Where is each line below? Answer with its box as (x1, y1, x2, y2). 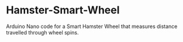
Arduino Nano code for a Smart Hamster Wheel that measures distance (6, 23, 178, 30)
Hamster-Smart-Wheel (6, 3, 120, 17)
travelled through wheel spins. (6, 29, 79, 36)
